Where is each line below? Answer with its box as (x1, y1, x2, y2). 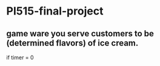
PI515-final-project (6, 4, 104, 18)
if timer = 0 (6, 54, 35, 61)
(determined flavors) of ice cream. (6, 38, 139, 48)
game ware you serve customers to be (6, 28, 155, 39)
